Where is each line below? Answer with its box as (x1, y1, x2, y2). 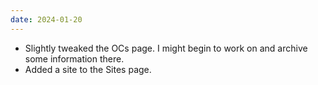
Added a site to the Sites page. (24, 63, 152, 75)
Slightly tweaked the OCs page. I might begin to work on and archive (24, 42, 308, 54)
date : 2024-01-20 (10, 14, 83, 25)
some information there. (24, 52, 125, 65)
